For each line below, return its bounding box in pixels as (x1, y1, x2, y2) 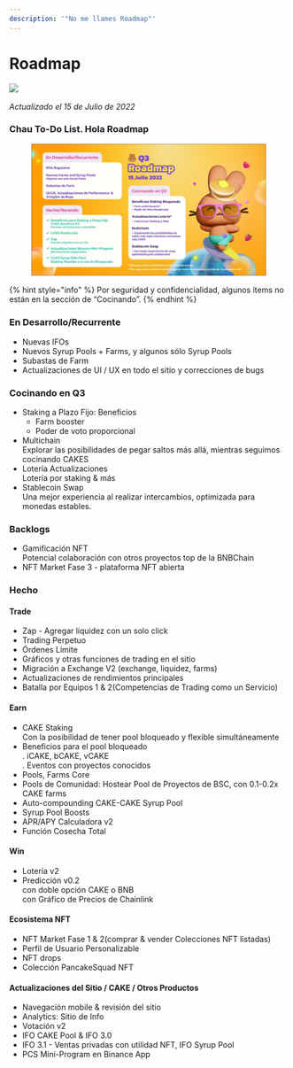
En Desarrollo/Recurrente (9, 316, 121, 329)
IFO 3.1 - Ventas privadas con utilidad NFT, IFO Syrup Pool (21, 1040, 235, 1050)
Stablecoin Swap (21, 482, 84, 492)
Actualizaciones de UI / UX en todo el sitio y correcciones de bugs (21, 364, 265, 375)
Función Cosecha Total (21, 825, 106, 836)
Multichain (21, 435, 61, 445)
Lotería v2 (21, 865, 59, 876)
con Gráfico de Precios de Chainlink (21, 894, 154, 904)
